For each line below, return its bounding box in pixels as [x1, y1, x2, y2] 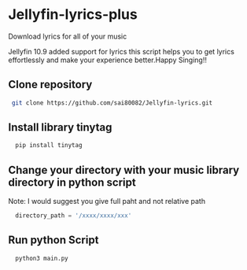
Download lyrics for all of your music [8, 31, 127, 41]
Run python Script [8, 234, 99, 247]
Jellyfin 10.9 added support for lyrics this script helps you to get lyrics [8, 46, 234, 56]
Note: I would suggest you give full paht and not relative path [8, 197, 206, 206]
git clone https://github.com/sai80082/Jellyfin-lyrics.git [11, 98, 213, 107]
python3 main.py [15, 254, 68, 262]
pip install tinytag [15, 142, 83, 150]
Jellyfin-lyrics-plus [8, 6, 138, 24]
